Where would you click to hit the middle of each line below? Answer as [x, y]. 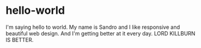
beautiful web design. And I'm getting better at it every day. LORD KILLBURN [100, 33]
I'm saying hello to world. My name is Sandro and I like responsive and [93, 27]
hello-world [36, 10]
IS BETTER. [20, 40]
